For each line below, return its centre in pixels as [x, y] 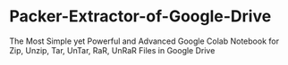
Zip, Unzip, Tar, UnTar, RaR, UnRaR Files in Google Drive [112, 50]
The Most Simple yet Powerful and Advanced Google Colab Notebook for [144, 41]
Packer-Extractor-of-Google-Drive [140, 16]
